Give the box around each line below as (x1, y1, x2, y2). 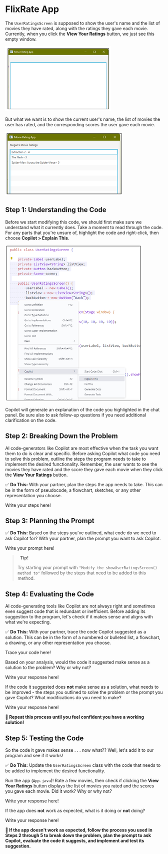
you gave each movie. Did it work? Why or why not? (5, 788, 112, 794)
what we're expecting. (5, 619, 51, 625)
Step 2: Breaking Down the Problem (5, 432, 118, 441)
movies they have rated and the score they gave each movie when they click (5, 466, 163, 472)
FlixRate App (5, 4, 59, 15)
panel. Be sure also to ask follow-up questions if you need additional (5, 412, 146, 418)
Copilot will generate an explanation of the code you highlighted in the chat (5, 406, 160, 412)
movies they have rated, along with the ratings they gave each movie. (5, 25, 148, 31)
